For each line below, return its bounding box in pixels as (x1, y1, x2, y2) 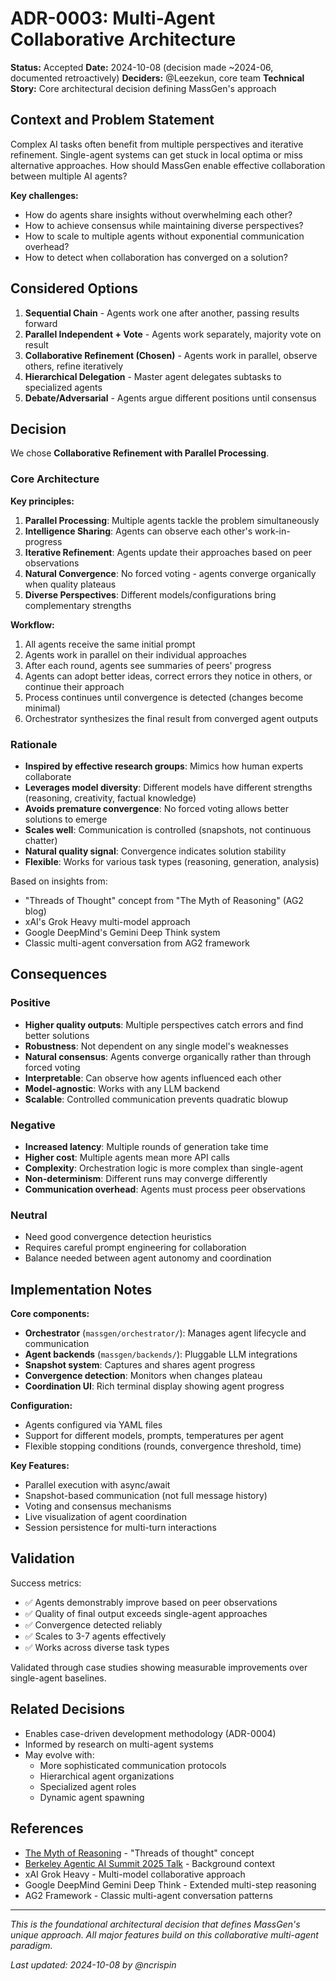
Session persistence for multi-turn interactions (24, 1522, 217, 1534)
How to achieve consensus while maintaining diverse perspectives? (24, 219, 304, 231)
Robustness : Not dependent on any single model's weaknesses (24, 1040, 289, 1052)
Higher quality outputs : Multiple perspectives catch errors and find (24, 1018, 304, 1031)
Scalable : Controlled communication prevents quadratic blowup (24, 1093, 289, 1105)
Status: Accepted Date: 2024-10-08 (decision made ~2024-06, (10, 61, 274, 73)
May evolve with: (24, 1748, 95, 1761)
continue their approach (24, 680, 125, 692)
